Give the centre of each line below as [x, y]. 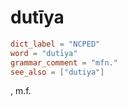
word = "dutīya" [44, 53]
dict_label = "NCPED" [55, 44]
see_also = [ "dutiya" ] [57, 72]
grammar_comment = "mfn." [64, 62]
